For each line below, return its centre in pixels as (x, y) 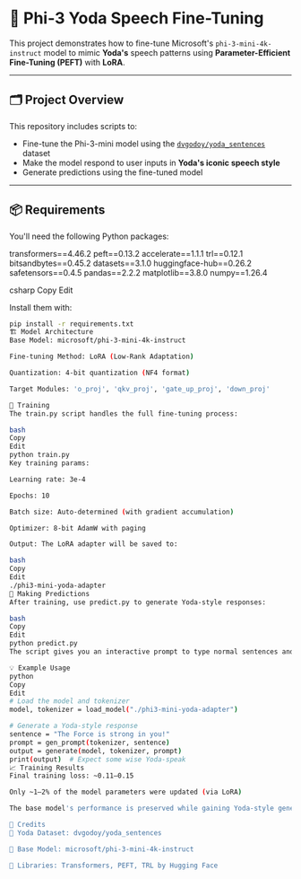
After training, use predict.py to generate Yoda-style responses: (138, 602)
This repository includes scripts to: (73, 126)
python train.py (39, 455)
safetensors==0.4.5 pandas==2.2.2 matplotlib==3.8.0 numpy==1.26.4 (138, 272)
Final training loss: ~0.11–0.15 (72, 776)
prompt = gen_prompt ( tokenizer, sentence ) (90, 743)
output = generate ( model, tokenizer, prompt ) (95, 751)
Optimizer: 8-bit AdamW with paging (77, 528)
